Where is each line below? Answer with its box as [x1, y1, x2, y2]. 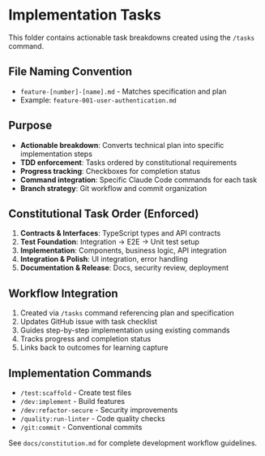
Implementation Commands [8, 366, 152, 380]
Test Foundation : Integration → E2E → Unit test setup [19, 237, 200, 247]
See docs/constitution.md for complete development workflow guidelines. [8, 438, 258, 448]
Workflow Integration [8, 286, 119, 300]
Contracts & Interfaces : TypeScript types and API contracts [19, 228, 221, 238]
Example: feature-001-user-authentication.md [19, 95, 177, 105]
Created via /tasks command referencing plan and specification [19, 308, 235, 318]
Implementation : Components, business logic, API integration [19, 245, 227, 255]
